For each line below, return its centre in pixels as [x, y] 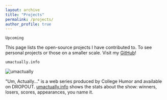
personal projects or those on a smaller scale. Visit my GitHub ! [71, 53]
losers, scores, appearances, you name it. [49, 92]
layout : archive [22, 10]
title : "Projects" [25, 15]
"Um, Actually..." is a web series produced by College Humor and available [84, 81]
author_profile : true [28, 24]
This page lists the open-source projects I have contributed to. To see [79, 47]
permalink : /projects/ [29, 19]
